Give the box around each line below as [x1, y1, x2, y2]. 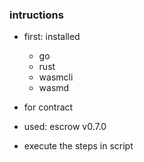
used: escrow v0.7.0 [23, 121, 107, 133]
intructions [9, 8, 64, 22]
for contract [23, 101, 74, 113]
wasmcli [38, 71, 74, 83]
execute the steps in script [23, 140, 134, 152]
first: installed [23, 31, 81, 43]
